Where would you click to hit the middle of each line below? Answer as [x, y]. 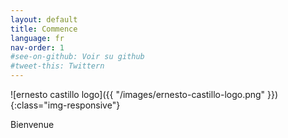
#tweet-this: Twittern [57, 66]
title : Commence [44, 29]
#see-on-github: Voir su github [77, 57]
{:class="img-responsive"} [65, 105]
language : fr [37, 38]
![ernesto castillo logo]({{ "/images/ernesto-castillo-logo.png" [138, 94]
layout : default [44, 19]
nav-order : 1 [37, 47]
